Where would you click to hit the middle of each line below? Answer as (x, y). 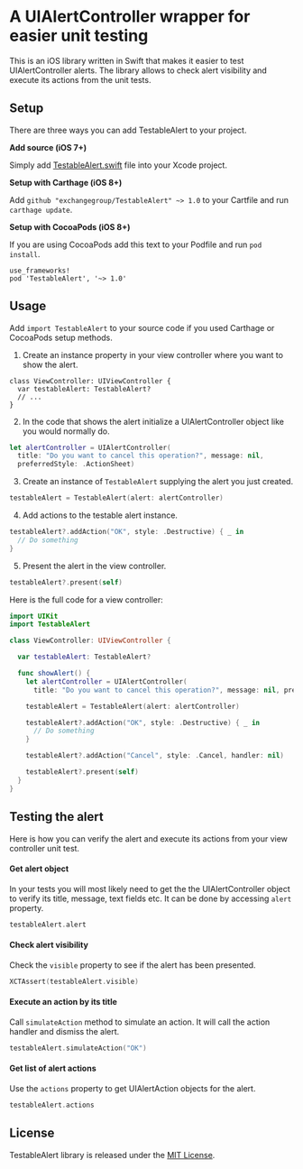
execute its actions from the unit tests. (80, 79)
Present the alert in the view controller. (94, 566)
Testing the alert (56, 817)
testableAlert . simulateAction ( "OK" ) (78, 1048)
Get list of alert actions (53, 1068)
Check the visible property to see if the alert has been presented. (133, 965)
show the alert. (50, 364)
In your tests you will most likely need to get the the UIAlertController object (150, 888)
